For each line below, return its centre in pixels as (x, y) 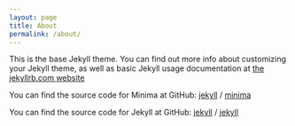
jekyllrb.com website (47, 78)
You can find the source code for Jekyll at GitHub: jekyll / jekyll (124, 113)
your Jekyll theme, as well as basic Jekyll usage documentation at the (137, 68)
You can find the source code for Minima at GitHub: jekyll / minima (130, 95)
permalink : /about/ (45, 34)
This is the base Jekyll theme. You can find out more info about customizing (147, 59)
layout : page (33, 17)
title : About (33, 26)
